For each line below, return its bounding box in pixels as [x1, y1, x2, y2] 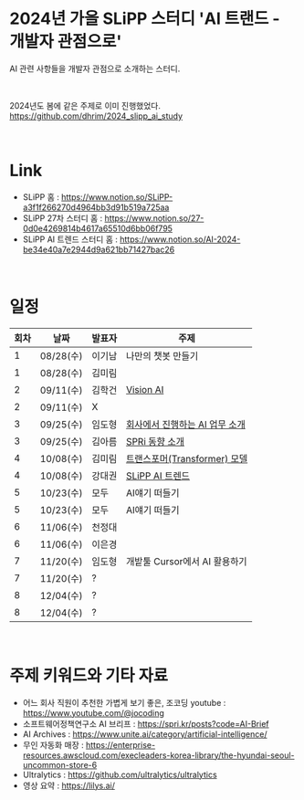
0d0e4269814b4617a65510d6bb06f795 [22, 223, 173, 234]
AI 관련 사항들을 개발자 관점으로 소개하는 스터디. [9, 63, 181, 74]
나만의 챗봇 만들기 [126, 349, 199, 362]
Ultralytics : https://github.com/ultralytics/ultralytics [22, 769, 217, 780]
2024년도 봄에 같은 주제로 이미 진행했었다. [9, 100, 162, 111]
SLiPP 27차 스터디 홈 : [22, 212, 103, 224]
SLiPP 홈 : [22, 191, 59, 202]
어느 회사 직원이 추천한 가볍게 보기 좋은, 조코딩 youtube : [22, 697, 226, 708]
